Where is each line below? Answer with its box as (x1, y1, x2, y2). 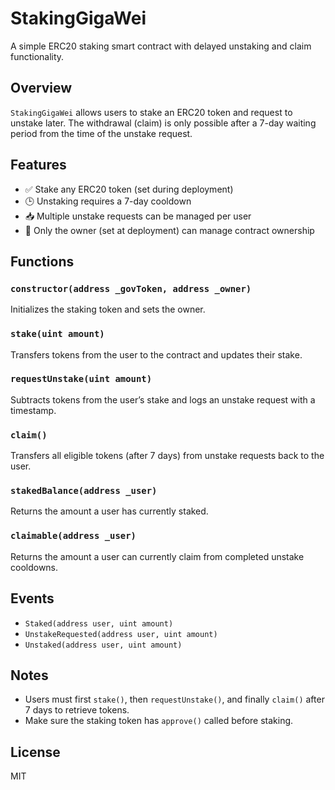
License (10, 743, 61, 761)
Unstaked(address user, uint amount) (24, 640, 183, 650)
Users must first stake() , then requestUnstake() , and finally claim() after (24, 693, 325, 706)
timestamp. (10, 404, 57, 416)
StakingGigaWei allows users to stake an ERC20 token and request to (10, 106, 293, 118)
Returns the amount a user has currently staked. (10, 505, 209, 517)
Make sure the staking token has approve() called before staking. (24, 715, 294, 727)
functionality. (10, 50, 65, 62)
